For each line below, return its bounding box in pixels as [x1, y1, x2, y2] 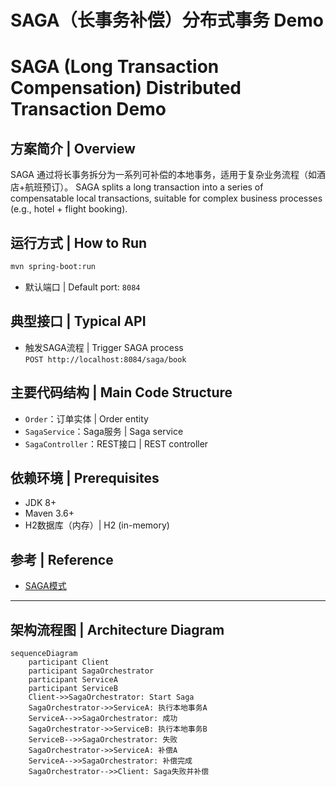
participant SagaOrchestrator [28, 666, 155, 676]
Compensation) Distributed [10, 77, 242, 100]
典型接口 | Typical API [10, 313, 147, 330]
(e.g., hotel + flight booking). [10, 203, 128, 215]
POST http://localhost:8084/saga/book [24, 354, 187, 365]
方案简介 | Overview [10, 140, 136, 157]
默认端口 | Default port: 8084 [24, 281, 141, 293]
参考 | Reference [10, 551, 114, 568]
